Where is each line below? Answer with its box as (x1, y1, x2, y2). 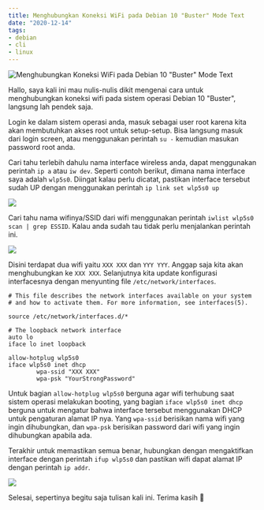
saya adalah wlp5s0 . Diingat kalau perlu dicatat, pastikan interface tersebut (8, 174, 251, 184)
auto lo (8, 333, 34, 341)
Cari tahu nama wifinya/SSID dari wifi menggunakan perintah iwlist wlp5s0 (8, 213, 255, 222)
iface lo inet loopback (8, 340, 87, 348)
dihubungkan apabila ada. (8, 431, 92, 440)
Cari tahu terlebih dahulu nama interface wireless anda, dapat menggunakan (8, 158, 257, 167)
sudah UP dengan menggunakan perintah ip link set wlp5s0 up (8, 183, 220, 192)
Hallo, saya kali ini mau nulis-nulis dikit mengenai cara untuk (8, 85, 204, 95)
